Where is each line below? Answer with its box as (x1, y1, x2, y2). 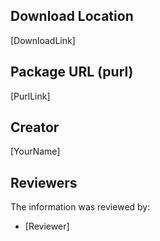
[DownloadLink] (10, 34, 76, 46)
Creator (10, 119, 60, 136)
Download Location (10, 8, 134, 25)
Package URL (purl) (10, 64, 134, 81)
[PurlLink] (10, 90, 51, 102)
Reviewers (10, 174, 78, 191)
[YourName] (10, 145, 61, 158)
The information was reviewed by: (10, 201, 151, 213)
